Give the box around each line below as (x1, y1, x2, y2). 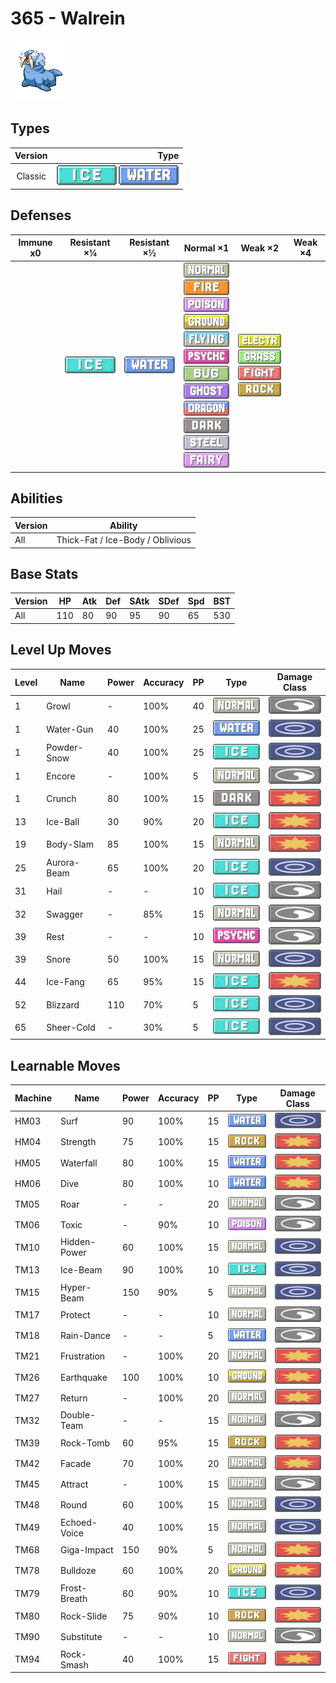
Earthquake (59, 1371, 108, 1383)
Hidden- (59, 1236, 97, 1248)
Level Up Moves (10, 642, 112, 659)
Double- (59, 1409, 96, 1421)
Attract (59, 1478, 89, 1491)
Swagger (46, 908, 84, 920)
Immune (18, 237, 53, 249)
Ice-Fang (46, 976, 85, 988)
